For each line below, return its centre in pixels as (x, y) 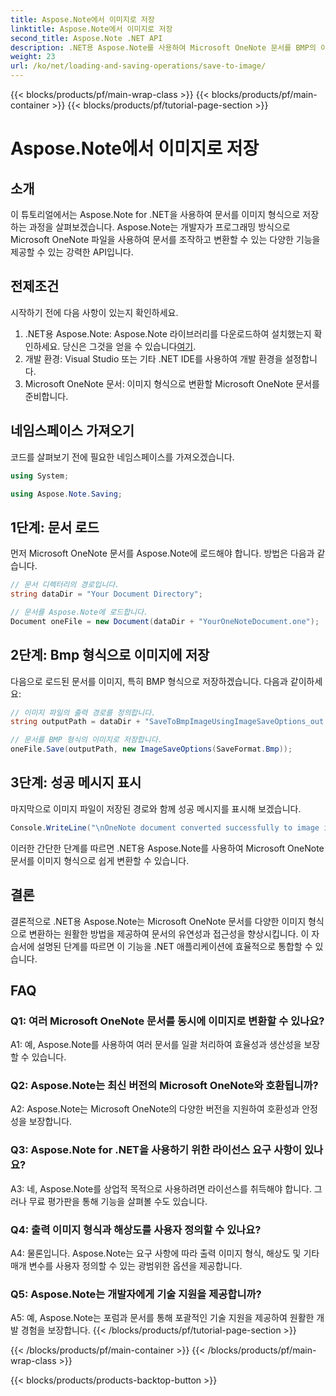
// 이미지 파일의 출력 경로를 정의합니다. (83, 712)
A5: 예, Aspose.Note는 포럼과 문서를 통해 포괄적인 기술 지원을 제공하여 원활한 (162, 1318)
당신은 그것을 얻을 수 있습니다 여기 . (129, 346)
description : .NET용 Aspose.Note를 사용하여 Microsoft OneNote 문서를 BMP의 (163, 47)
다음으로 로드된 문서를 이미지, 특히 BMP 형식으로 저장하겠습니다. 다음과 (149, 681)
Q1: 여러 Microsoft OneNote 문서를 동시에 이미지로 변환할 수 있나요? (167, 1021)
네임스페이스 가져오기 (72, 431)
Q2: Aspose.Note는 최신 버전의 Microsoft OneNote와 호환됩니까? (164, 1086)
